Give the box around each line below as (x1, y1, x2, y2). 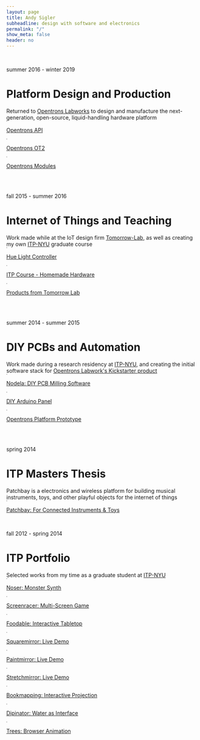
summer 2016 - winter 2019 (6, 66, 75, 73)
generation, (6, 113, 35, 121)
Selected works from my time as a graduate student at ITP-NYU (6, 571, 166, 578)
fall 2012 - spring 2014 (6, 530, 63, 537)
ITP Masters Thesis (6, 467, 106, 481)
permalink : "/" (6, 26, 45, 32)
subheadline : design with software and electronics (6, 20, 140, 26)
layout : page (6, 9, 40, 15)
